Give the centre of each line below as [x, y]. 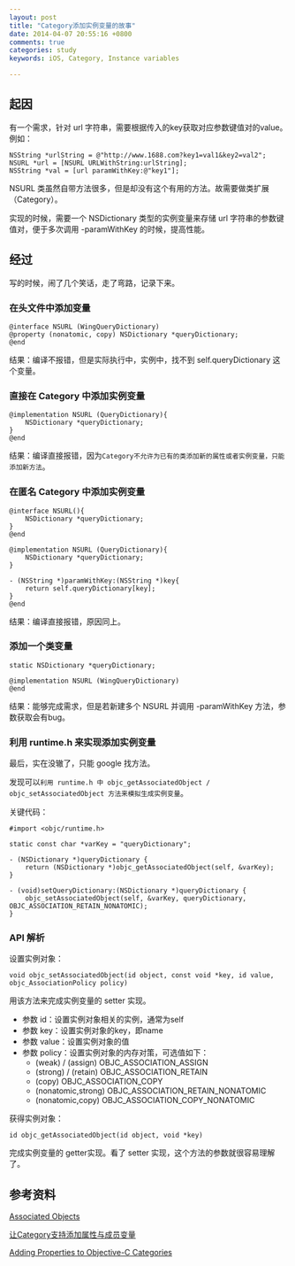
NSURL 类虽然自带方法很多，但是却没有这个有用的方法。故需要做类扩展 [139, 188]
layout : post [33, 17]
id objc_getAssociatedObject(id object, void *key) [106, 1135]
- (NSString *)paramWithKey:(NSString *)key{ [94, 581]
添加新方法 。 [30, 467]
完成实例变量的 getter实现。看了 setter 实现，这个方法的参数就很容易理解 [142, 1153]
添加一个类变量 [41, 646]
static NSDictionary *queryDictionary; [83, 665]
